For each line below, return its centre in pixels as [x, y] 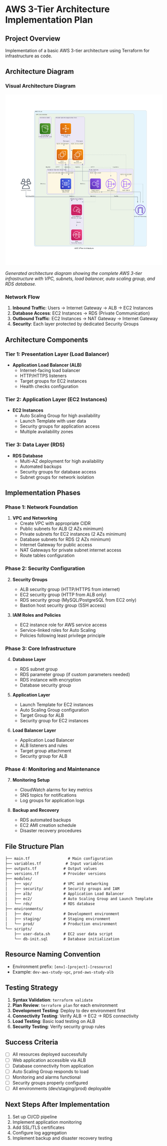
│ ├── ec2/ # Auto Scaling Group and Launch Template [79, 899]
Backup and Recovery [36, 810]
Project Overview [33, 38]
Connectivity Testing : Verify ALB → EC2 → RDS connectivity [75, 1016]
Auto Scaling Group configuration [54, 710]
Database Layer [29, 659]
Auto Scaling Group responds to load [50, 1071]
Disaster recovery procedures [50, 831]
